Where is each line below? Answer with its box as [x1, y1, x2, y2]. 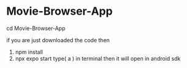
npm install [15, 48, 43, 56]
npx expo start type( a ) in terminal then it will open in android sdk [15, 55, 181, 62]
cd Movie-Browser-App [6, 25, 65, 32]
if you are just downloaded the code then [6, 36, 110, 43]
